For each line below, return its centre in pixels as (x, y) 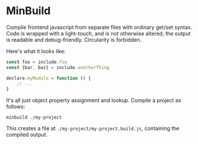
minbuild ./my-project (34, 117)
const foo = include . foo (37, 62)
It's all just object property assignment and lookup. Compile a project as (94, 100)
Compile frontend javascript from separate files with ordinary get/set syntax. (99, 27)
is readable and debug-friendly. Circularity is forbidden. (74, 40)
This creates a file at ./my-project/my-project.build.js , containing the (93, 129)
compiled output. (27, 135)
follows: (16, 107)
